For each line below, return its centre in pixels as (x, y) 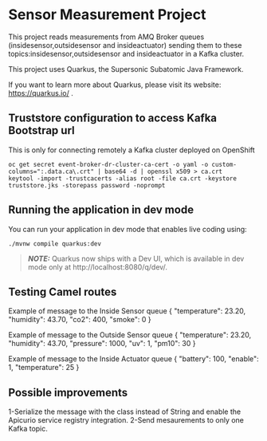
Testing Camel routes (63, 291)
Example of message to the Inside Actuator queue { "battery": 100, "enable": (133, 359)
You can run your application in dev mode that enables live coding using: (128, 229)
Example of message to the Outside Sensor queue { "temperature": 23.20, (130, 335)
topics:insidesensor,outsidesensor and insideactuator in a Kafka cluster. (126, 53)
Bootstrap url (41, 130)
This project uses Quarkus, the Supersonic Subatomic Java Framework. (126, 69)
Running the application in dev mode (101, 210)
